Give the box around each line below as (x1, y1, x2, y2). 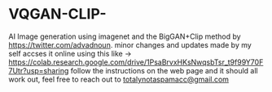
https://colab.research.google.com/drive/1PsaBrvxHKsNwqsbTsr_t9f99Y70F (8, 57, 264, 67)
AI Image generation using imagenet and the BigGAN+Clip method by (8, 31, 242, 41)
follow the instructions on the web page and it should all (70, 65, 258, 75)
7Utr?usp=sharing (8, 65, 69, 75)
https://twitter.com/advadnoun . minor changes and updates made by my (8, 40, 252, 49)
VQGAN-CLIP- (8, 5, 107, 23)
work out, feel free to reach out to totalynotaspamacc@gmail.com (8, 74, 230, 84)
